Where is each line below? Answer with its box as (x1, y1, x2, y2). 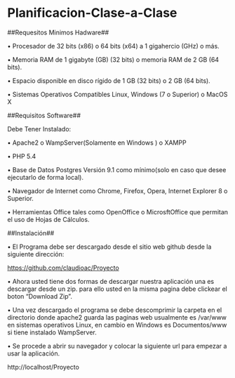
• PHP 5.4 (7, 152, 36, 160)
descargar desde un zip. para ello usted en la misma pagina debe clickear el (7, 285, 228, 293)
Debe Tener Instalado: (7, 124, 72, 133)
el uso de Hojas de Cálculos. (7, 215, 90, 223)
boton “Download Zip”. (7, 292, 72, 300)
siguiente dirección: (7, 249, 65, 258)
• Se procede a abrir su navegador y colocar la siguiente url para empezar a (7, 341, 227, 350)
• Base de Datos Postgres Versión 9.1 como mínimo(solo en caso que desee (7, 165, 227, 174)
